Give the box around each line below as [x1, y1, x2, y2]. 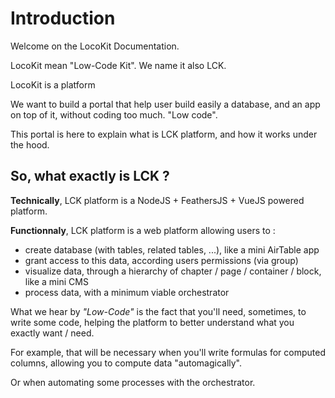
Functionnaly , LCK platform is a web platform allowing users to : [10, 224, 276, 236]
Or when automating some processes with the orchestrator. [10, 376, 256, 388]
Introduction [10, 7, 116, 30]
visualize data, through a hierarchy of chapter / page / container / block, [24, 265, 322, 277]
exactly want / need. [10, 327, 95, 339]
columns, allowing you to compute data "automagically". [10, 357, 243, 369]
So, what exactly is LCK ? [10, 168, 170, 185]
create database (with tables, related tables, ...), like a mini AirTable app [24, 243, 320, 256]
